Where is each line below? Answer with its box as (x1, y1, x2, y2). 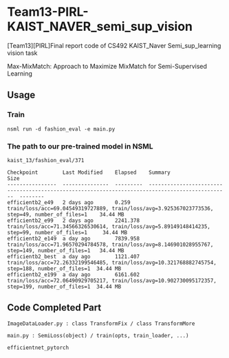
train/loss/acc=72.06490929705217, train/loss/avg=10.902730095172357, (7, 277, 217, 284)
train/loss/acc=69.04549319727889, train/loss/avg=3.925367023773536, (7, 205, 214, 212)
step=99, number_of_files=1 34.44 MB (7, 229, 128, 236)
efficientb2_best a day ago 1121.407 (7, 253, 140, 260)
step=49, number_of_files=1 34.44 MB (7, 211, 125, 218)
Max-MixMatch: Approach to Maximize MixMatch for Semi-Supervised (7, 62, 208, 70)
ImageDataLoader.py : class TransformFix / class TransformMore (7, 320, 195, 327)
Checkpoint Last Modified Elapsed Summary (7, 169, 171, 176)
